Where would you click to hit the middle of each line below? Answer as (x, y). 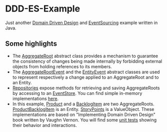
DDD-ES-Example (43, 9)
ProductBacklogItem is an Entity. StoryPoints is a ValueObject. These (83, 109)
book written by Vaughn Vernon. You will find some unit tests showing (84, 120)
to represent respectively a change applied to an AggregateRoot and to (85, 77)
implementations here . (35, 98)
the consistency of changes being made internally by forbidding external (87, 61)
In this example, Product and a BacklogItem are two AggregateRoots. (83, 104)
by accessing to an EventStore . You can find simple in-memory (77, 93)
